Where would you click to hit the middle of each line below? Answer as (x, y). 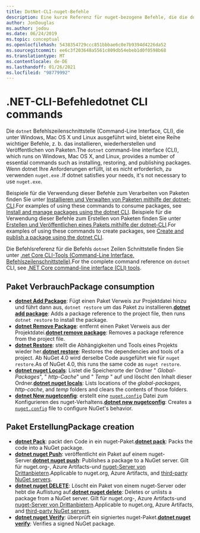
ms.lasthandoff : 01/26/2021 (41, 67)
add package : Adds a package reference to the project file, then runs (100, 313)
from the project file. (40, 339)
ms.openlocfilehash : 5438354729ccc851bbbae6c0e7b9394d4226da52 (86, 45)
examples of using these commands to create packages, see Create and (95, 231)
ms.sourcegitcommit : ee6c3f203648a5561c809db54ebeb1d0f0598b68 (86, 51)
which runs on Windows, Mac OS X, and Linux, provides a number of (90, 156)
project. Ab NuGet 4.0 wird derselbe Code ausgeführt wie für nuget (97, 358)
